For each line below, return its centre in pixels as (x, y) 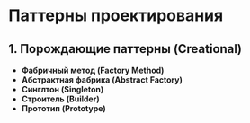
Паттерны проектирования (116, 16)
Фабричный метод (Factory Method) (93, 70)
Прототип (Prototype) (64, 108)
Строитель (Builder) (60, 99)
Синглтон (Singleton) (62, 89)
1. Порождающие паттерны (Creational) (125, 49)
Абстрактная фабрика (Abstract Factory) (102, 80)
